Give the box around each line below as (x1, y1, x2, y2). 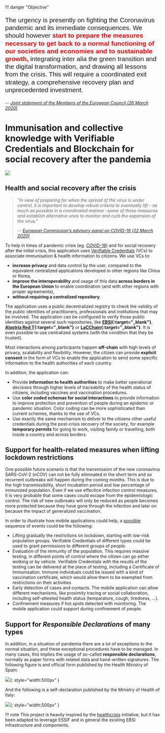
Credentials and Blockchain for (5, 143, 134, 155)
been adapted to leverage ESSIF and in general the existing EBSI (5, 717, 136, 723)
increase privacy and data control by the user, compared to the (12, 262, 142, 268)
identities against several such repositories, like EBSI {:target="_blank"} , (5, 319, 153, 325)
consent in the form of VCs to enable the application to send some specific (5, 355, 158, 361)
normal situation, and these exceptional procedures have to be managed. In (5, 646, 159, 652)
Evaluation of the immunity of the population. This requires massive (12, 548, 149, 554)
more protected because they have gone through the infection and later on (5, 503, 157, 509)
